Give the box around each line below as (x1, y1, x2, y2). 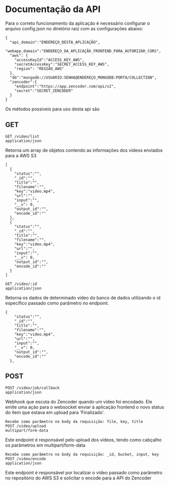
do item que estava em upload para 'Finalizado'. (5, 409, 105, 415)
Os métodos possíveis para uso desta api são (5, 106, 100, 112)
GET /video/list (5, 134, 39, 139)
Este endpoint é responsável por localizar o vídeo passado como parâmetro (5, 469, 162, 475)
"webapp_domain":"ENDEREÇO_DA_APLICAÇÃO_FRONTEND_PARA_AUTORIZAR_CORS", (5, 48, 161, 53)
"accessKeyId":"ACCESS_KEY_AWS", (14, 57, 85, 63)
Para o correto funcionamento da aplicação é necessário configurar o (5, 20, 150, 26)
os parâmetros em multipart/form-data (5, 442, 86, 448)
